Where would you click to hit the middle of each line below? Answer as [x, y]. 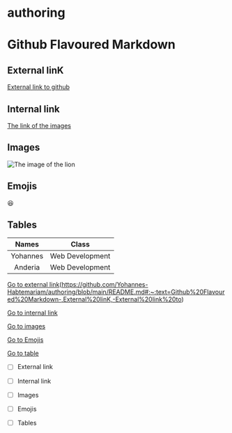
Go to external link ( [34, 285]
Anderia [27, 267]
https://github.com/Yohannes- [105, 285]
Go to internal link [32, 313]
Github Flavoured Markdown [91, 45]
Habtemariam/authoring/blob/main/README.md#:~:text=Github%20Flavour [116, 292]
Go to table [23, 354]
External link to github [39, 87]
